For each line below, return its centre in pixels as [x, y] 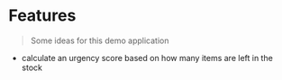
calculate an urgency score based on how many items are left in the [147, 58]
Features [42, 16]
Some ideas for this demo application [100, 40]
